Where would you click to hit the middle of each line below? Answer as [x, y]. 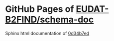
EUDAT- [92, 9]
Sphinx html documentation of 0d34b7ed [47, 33]
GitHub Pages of [40, 9]
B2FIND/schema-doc [50, 20]
